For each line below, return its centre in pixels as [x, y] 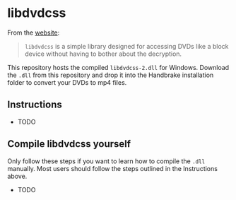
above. [17, 176]
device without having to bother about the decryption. [103, 54]
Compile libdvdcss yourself [69, 144]
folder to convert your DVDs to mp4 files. [67, 82]
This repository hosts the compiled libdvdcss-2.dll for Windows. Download [118, 67]
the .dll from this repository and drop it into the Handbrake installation [111, 75]
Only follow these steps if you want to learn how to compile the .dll [106, 161]
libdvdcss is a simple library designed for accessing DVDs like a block [126, 46]
